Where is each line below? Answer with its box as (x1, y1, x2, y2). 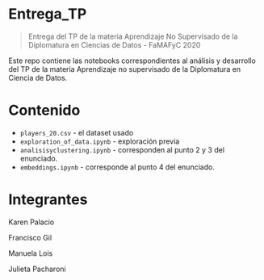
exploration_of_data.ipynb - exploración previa (19, 136, 180, 146)
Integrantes (8, 190, 88, 209)
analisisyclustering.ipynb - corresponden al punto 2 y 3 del (19, 144, 224, 154)
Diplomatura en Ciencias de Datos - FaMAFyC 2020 (27, 40, 201, 49)
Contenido (8, 102, 81, 119)
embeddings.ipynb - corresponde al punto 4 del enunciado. (19, 162, 216, 172)
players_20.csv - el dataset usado (19, 127, 134, 137)
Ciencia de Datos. (8, 73, 68, 82)
